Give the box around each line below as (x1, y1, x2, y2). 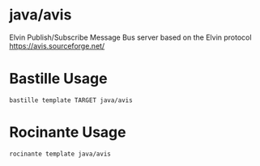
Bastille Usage (9, 70, 108, 88)
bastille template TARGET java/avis (9, 96, 133, 104)
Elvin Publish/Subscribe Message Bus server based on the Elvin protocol (9, 32, 252, 42)
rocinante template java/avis (9, 150, 112, 158)
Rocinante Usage (9, 123, 126, 142)
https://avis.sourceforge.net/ (9, 40, 105, 50)
